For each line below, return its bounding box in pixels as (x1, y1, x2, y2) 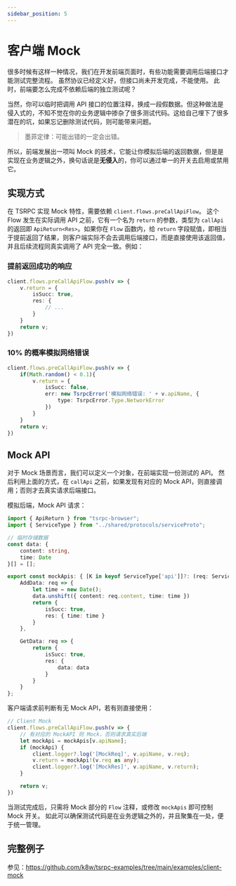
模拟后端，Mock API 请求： (7, 501, 86, 510)
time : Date (20, 554, 52, 561)
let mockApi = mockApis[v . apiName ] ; (20, 737, 128, 744)
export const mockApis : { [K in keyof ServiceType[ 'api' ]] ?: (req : (7, 573, 209, 580)
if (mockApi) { (20, 743, 65, 751)
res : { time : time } (44, 612, 105, 619)
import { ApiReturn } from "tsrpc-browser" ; (7, 515, 140, 522)
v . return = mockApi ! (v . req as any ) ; (32, 757, 140, 764)
